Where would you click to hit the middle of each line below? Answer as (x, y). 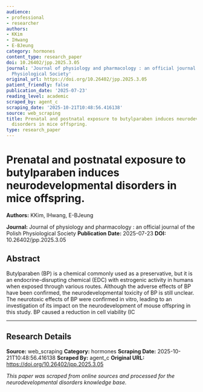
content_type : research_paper (44, 57)
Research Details (39, 337)
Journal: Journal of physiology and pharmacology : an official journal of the (101, 227)
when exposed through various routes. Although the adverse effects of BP (99, 286)
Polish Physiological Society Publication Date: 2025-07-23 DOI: (86, 233)
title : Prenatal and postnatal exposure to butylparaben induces (90, 119)
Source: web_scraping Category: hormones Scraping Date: (81, 351)
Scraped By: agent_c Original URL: (101, 358)
